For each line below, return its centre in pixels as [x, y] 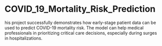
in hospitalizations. [24, 38]
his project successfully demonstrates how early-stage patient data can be [81, 23]
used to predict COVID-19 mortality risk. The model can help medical [74, 27]
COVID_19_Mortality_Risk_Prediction [80, 9]
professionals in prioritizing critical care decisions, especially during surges [81, 33]
